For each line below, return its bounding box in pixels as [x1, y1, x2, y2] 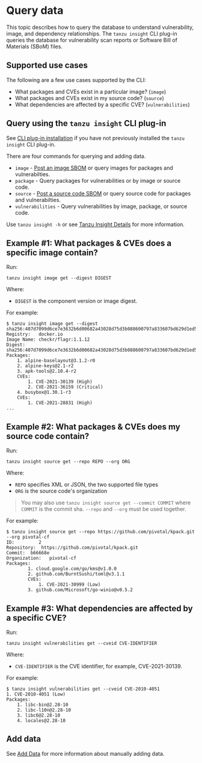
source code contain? [6, 431, 90, 441]
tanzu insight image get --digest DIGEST [6, 275, 112, 281]
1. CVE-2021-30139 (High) [28, 379, 93, 385]
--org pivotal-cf [6, 534, 50, 540]
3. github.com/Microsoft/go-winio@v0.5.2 [28, 587, 133, 593]
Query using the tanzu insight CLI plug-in [6, 118, 167, 128]
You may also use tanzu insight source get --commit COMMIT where [20, 499, 191, 507]
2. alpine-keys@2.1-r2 [17, 363, 74, 369]
